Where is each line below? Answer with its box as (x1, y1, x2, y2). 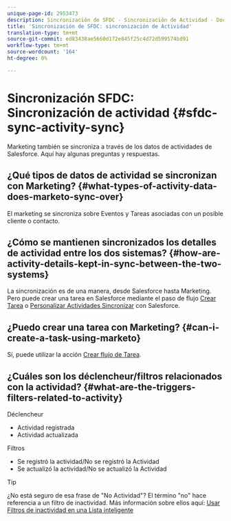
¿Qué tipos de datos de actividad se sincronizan (7, 170, 217, 181)
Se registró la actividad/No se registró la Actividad (16, 457, 159, 465)
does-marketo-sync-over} (7, 191, 124, 203)
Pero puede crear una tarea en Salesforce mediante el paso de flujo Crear (7, 294, 217, 302)
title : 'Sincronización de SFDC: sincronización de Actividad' (7, 23, 192, 30)
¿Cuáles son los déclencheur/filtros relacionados (7, 370, 222, 382)
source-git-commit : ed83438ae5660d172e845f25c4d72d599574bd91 (7, 36, 189, 43)
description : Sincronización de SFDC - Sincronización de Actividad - (7, 16, 214, 23)
